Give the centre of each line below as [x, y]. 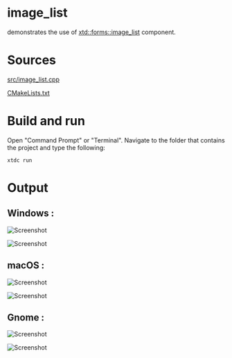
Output [28, 188]
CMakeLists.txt [28, 92]
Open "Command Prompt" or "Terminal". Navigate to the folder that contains [116, 140]
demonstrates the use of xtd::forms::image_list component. [92, 32]
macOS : [26, 266]
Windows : [30, 213]
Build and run [46, 121]
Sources [32, 60]
